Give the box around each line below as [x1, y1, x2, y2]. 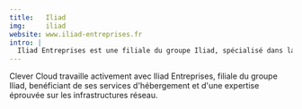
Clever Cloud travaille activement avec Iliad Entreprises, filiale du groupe [9, 71, 279, 81]
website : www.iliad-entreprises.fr [9, 29, 143, 38]
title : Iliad [9, 13, 67, 22]
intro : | [9, 38, 42, 47]
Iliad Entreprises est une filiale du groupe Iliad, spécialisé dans [17, 46, 283, 55]
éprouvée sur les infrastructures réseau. [9, 90, 158, 101]
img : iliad [9, 21, 67, 30]
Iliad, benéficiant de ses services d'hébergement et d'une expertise [9, 80, 260, 91]
